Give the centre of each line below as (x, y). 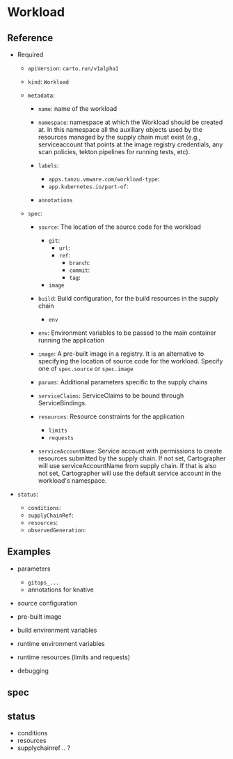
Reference (30, 38)
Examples (29, 552)
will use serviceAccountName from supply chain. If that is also (127, 466)
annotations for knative (61, 589)
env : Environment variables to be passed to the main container (127, 333)
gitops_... (43, 583)
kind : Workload (48, 82)
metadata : (41, 95)
